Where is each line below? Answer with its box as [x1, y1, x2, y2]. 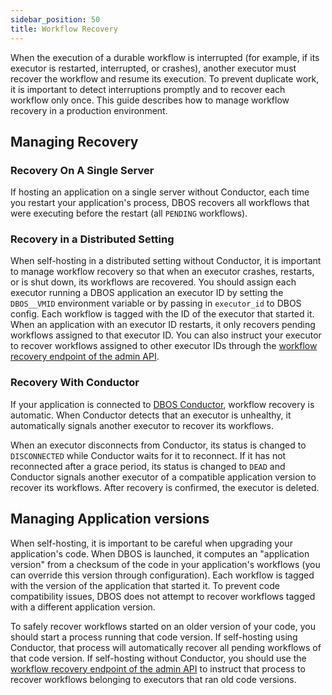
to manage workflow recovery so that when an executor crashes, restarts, [10, 266, 315, 278]
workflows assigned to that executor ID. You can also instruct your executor [10, 329, 322, 341]
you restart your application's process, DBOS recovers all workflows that [10, 197, 310, 209]
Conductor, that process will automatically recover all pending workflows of [10, 641, 322, 653]
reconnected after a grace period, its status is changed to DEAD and [10, 460, 286, 472]
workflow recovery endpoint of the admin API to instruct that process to [10, 662, 306, 675]
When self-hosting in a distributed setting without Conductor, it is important [10, 255, 322, 267]
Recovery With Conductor [10, 376, 140, 390]
